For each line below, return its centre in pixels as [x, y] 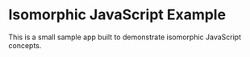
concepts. [25, 45]
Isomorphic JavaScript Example [117, 15]
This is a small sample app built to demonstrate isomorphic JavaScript [125, 37]
